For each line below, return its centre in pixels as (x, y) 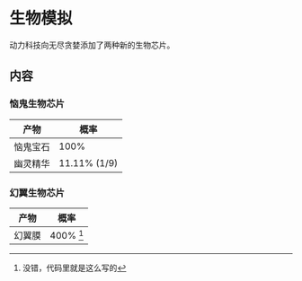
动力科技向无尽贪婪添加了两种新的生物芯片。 (92, 45)
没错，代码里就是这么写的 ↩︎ (74, 268)
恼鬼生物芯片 (37, 104)
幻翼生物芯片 (37, 192)
